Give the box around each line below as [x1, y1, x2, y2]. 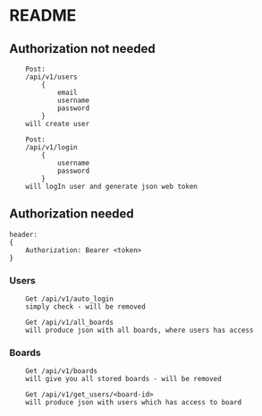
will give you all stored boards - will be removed [25, 375, 222, 384]
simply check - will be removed [25, 302, 146, 311]
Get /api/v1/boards [25, 367, 98, 376]
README [9, 5, 77, 26]
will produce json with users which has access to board [25, 398, 242, 407]
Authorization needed [9, 207, 134, 222]
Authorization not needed [9, 41, 156, 56]
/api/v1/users [25, 72, 78, 81]
